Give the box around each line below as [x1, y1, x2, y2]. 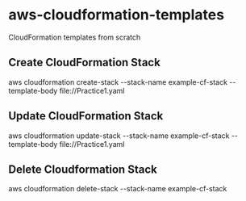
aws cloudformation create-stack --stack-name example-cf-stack [8, 77, 228, 86]
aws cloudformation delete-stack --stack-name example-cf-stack [8, 184, 227, 194]
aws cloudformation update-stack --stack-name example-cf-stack [8, 131, 230, 140]
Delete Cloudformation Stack [8, 162, 157, 176]
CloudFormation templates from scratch [8, 32, 141, 42]
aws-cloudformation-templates [8, 6, 224, 24]
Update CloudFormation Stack [8, 109, 164, 123]
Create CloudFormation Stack [8, 56, 161, 69]
